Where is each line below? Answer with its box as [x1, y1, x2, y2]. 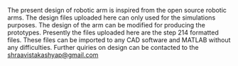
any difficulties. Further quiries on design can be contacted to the [7, 44, 199, 51]
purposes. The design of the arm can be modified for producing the [7, 21, 206, 29]
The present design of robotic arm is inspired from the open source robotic [7, 6, 227, 14]
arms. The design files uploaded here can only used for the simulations [7, 13, 216, 22]
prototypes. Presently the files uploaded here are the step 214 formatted [7, 28, 219, 37]
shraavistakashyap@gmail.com [7, 51, 99, 59]
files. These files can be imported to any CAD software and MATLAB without [7, 36, 231, 44]
